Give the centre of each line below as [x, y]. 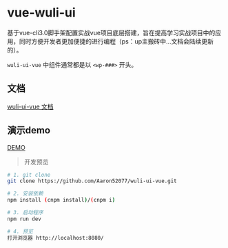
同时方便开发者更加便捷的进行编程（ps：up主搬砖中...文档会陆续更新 [116, 41]
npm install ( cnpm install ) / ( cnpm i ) [61, 200]
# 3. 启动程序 [25, 213]
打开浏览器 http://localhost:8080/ [56, 238]
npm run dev [24, 219]
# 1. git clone [29, 175]
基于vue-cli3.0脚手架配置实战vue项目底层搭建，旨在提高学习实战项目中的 [111, 32]
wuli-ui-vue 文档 [30, 106]
